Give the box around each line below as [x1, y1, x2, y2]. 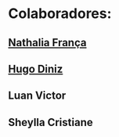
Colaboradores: [8, 5, 112, 23]
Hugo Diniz [8, 62, 63, 75]
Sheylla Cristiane [8, 115, 93, 129]
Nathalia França [8, 36, 87, 49]
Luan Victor [8, 89, 67, 103]
